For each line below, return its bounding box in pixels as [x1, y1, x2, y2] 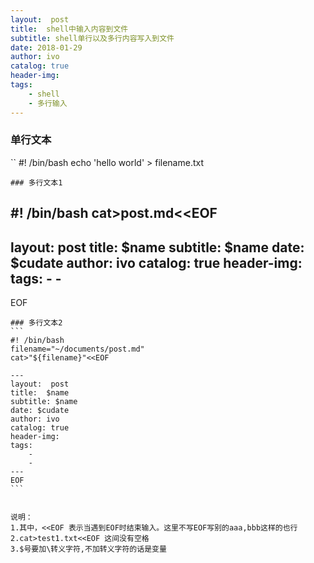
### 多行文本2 [10, 318, 63, 328]
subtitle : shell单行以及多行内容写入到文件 [10, 33, 175, 43]
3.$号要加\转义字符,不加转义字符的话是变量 [10, 544, 167, 554]
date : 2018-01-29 [10, 42, 83, 53]
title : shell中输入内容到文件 [10, 24, 129, 34]
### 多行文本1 [10, 177, 63, 188]
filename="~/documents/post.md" [10, 344, 145, 354]
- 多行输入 [28, 98, 68, 108]
